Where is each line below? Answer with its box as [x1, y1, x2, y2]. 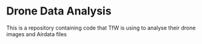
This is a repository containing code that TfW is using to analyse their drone [6, 24, 196, 31]
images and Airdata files [6, 30, 67, 37]
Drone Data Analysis [6, 4, 112, 18]
